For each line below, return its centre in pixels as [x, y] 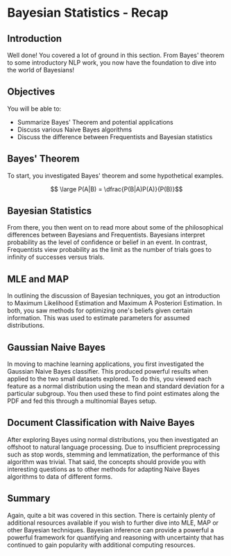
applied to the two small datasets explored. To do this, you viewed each [110, 379]
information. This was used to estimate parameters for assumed [99, 318]
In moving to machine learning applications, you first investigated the [106, 364]
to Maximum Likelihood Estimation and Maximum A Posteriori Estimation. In [114, 303]
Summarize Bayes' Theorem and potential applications [95, 122]
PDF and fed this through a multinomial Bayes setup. [82, 401]
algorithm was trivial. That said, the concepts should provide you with [106, 461]
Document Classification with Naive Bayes [101, 423]
